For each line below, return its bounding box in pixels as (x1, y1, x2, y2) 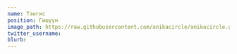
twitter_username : (7, 29, 61, 37)
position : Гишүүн (7, 17, 59, 24)
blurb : (7, 36, 27, 43)
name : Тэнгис (7, 10, 46, 18)
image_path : (7, 23, 42, 30)
